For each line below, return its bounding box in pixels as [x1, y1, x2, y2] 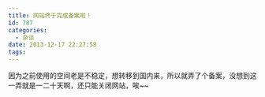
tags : [8, 48, 26, 56]
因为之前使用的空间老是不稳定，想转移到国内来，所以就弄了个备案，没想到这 [8, 71, 257, 80]
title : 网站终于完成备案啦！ [8, 11, 92, 20]
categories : [8, 26, 47, 34]
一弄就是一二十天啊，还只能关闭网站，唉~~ [8, 80, 149, 90]
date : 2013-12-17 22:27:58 [8, 41, 97, 49]
